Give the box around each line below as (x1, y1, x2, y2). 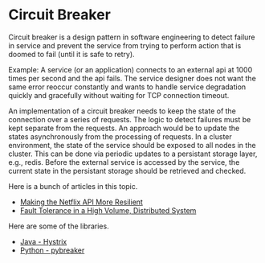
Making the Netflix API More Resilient (19, 197, 143, 207)
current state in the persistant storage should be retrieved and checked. (8, 166, 247, 175)
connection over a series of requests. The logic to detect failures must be (8, 114, 251, 124)
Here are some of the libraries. (8, 221, 110, 231)
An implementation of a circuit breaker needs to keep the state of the (8, 106, 237, 116)
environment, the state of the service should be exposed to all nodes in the (8, 140, 256, 150)
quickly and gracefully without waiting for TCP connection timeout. (8, 90, 230, 100)
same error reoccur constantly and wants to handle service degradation (8, 82, 247, 92)
